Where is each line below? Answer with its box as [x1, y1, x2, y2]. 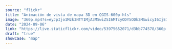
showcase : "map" [5, 36, 40, 41]
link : [5, 27, 17, 32]
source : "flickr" [5, 7, 42, 13]
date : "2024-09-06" [5, 21, 47, 27]
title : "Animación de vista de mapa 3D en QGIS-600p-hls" [5, 12, 132, 17]
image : [5, 17, 19, 22]
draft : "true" [5, 31, 36, 36]
